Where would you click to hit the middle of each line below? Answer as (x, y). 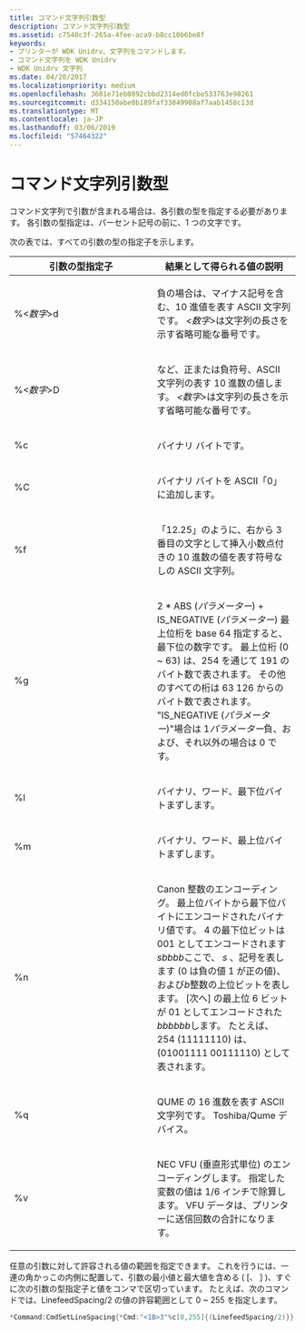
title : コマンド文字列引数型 (58, 18)
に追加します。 (189, 494)
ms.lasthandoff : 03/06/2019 (63, 128)
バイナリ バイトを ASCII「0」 (220, 480)
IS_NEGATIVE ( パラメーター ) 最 (224, 620)
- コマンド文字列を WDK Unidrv (63, 60)
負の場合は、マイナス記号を (216, 293)
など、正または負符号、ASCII (219, 369)
